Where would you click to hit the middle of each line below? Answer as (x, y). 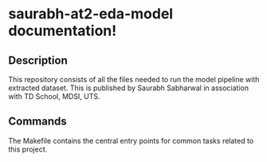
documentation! (63, 31)
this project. (28, 149)
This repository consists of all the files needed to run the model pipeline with (134, 79)
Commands (38, 122)
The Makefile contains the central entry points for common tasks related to (131, 140)
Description (38, 60)
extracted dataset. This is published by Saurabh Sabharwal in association (129, 88)
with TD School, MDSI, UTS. (55, 96)
